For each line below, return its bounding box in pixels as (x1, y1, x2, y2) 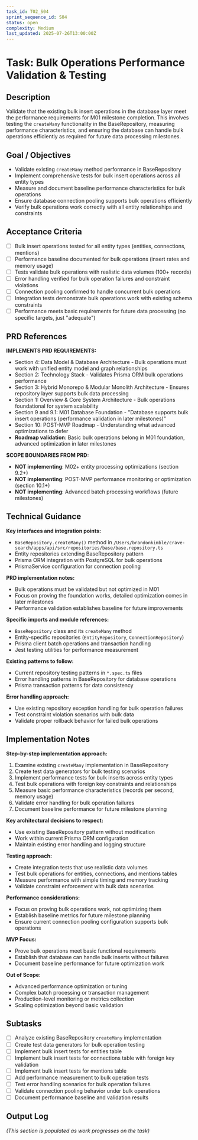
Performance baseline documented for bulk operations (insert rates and (14, 255, 190, 262)
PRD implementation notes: (6, 574, 75, 581)
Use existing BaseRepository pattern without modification (14, 828, 155, 835)
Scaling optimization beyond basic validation (14, 1001, 124, 1008)
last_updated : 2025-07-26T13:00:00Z (6, 31, 96, 37)
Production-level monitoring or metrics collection (14, 995, 134, 1002)
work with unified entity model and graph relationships (14, 365, 148, 372)
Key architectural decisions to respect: (6, 817, 103, 824)
